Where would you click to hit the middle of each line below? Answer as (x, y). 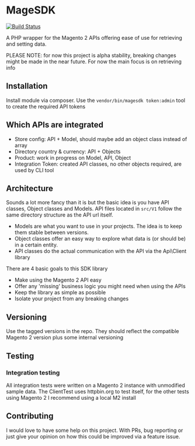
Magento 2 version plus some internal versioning (65, 338)
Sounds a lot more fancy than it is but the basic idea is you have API (88, 203)
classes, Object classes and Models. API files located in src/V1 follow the (94, 209)
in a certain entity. (36, 245)
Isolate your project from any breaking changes (72, 299)
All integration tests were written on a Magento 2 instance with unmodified (96, 385)
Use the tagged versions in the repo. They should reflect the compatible (93, 331)
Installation (27, 86)
